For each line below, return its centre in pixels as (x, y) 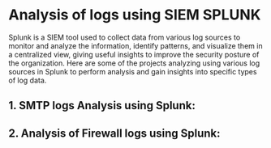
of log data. (28, 80)
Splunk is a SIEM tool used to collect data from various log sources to (125, 37)
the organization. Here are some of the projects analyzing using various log (134, 63)
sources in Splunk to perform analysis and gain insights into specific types (133, 71)
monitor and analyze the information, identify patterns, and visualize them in (135, 45)
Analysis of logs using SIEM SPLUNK (135, 15)
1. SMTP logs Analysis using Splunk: (102, 106)
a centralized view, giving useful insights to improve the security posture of (134, 54)
